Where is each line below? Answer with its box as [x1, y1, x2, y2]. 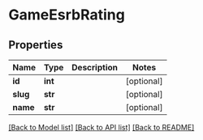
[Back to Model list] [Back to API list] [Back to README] [8, 123, 195, 132]
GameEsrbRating [8, 6, 126, 24]
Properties [8, 38, 63, 52]
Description [71, 62, 118, 73]
